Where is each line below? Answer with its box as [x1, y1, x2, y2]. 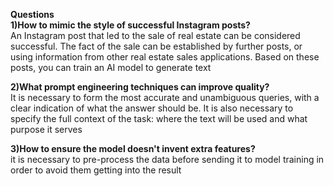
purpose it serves [10, 124, 83, 135]
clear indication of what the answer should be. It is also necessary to [10, 102, 294, 114]
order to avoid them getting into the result [10, 164, 182, 176]
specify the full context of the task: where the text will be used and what [10, 113, 308, 124]
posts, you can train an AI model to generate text [10, 62, 212, 73]
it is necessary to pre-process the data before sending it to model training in [10, 154, 325, 165]
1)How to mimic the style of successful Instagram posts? [10, 19, 251, 31]
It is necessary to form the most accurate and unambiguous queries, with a [10, 92, 320, 103]
